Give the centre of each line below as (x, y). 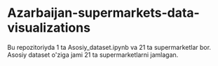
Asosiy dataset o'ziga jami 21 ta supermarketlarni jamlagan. (93, 55)
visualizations (49, 28)
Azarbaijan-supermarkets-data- (103, 13)
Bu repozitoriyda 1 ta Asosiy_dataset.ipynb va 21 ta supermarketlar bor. (109, 47)
